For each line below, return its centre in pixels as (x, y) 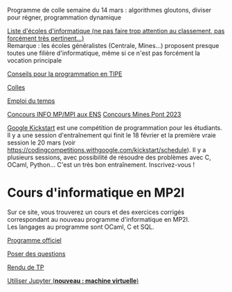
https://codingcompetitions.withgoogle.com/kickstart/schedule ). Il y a (107, 150)
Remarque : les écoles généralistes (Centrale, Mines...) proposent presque (113, 46)
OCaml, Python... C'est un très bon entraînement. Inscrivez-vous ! (101, 165)
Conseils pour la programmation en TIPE (65, 74)
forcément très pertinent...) (46, 38)
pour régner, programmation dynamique (64, 17)
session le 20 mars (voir (42, 143)
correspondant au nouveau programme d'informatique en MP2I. (98, 219)
